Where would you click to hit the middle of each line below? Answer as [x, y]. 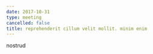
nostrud [16, 46]
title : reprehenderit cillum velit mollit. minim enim [77, 28]
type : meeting [24, 17]
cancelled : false [28, 23]
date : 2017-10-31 [28, 12]
